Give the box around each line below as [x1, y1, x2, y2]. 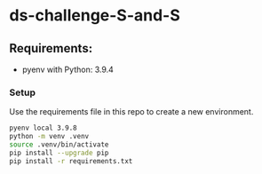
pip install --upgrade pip [9, 148, 109, 157]
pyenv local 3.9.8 [9, 123, 77, 133]
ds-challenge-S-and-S [9, 5, 180, 26]
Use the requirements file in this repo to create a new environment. [9, 107, 254, 117]
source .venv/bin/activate [9, 140, 109, 149]
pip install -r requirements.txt [9, 156, 133, 165]
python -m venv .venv [9, 132, 90, 141]
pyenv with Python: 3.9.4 [21, 64, 114, 75]
